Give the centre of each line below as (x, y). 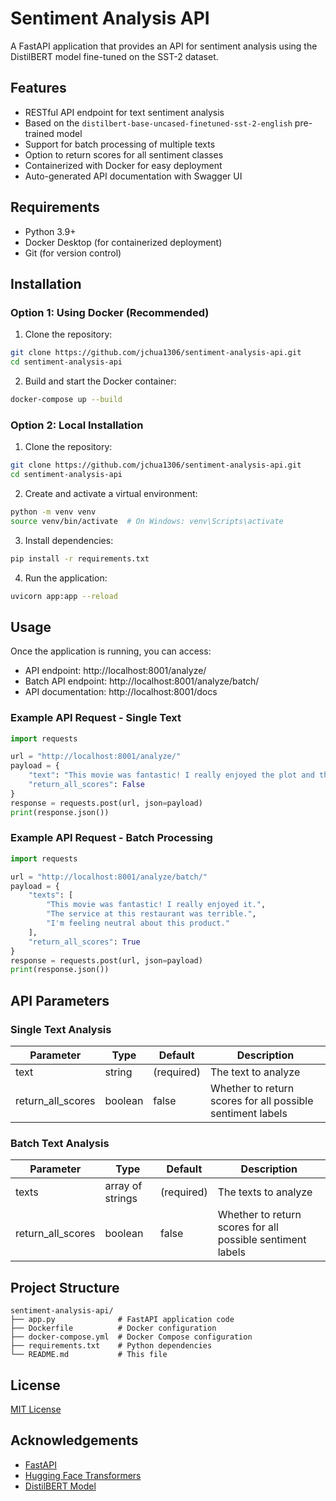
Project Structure (65, 1287)
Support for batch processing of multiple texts (120, 144)
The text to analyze (255, 1072)
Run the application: (66, 578)
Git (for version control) (73, 253)
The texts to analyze (265, 1192)
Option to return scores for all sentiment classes (124, 154)
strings (121, 1199)
